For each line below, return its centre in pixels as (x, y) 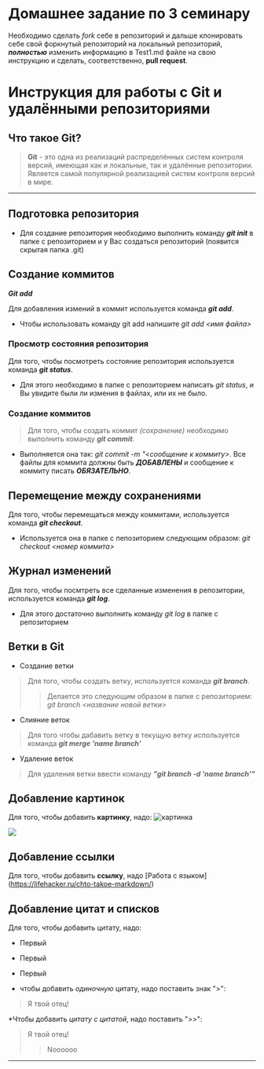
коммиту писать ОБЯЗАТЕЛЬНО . (75, 471)
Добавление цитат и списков (84, 909)
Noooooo (62, 1049)
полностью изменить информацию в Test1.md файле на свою (112, 52)
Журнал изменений (60, 571)
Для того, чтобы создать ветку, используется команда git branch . (138, 681)
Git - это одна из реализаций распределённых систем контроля (135, 156)
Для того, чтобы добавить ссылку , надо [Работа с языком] (108, 876)
